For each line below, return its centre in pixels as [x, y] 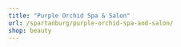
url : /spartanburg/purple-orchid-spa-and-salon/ [91, 23]
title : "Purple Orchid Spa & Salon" [69, 16]
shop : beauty [30, 30]
